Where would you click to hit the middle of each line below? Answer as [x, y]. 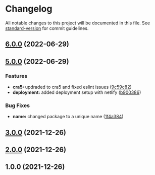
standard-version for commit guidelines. [47, 28]
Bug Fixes [18, 106]
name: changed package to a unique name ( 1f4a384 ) [68, 117]
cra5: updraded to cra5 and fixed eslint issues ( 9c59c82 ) [72, 87]
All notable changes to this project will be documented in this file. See [78, 23]
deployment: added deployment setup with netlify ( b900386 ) [77, 92]
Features [16, 76]
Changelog [29, 9]
